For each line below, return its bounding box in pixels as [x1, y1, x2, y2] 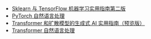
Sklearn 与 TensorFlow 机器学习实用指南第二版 [11, 5, 126, 12]
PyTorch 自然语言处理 [11, 12, 65, 19]
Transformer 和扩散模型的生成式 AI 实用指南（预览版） [11, 20, 145, 26]
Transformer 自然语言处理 [11, 27, 75, 34]
